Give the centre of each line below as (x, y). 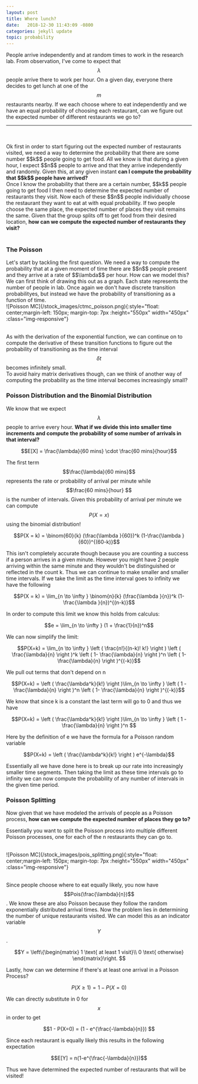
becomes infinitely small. (36, 368)
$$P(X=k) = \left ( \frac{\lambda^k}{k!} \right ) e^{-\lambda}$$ (99, 754)
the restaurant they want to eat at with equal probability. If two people (91, 203)
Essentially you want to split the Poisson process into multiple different (92, 831)
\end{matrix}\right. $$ (99, 958)
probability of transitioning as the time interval (62, 349)
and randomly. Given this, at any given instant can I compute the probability (99, 172)
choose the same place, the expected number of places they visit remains (96, 209)
